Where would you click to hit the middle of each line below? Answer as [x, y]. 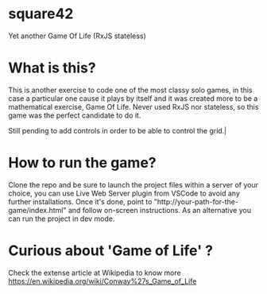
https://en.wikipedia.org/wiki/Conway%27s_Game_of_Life [103, 281]
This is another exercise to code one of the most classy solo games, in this [130, 90]
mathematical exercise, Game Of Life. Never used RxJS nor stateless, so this [133, 106]
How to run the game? [82, 163]
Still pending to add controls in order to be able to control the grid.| [118, 130]
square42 [41, 14]
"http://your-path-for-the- [196, 201]
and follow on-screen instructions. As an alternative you [160, 210]
